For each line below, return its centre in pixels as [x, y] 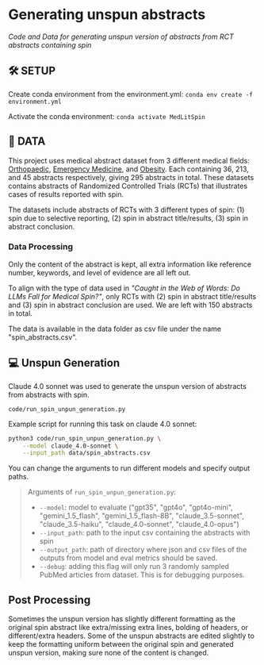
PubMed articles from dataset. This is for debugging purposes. [142, 575]
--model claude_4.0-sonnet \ [71, 446]
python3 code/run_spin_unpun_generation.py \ [84, 438]
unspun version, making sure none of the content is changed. [109, 653]
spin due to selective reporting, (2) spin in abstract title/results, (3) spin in [128, 218]
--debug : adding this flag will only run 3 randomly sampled [134, 567]
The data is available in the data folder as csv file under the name [115, 329]
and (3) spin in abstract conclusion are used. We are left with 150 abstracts [130, 305]
